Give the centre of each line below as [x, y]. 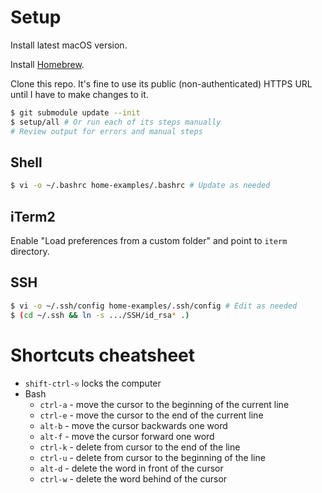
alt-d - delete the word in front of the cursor [131, 468]
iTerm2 [33, 216]
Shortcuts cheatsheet [103, 355]
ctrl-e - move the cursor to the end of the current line [151, 415]
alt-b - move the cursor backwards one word [133, 425]
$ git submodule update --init [75, 112]
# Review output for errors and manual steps [106, 131]
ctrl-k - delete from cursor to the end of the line [140, 447]
